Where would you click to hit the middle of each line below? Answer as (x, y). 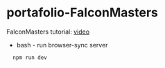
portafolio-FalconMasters (82, 13)
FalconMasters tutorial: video (48, 32)
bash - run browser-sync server (62, 45)
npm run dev (30, 57)
